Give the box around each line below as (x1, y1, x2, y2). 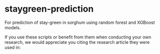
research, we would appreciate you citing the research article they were (4, 39, 150, 45)
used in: (4, 44, 21, 50)
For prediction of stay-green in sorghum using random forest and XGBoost (4, 19, 155, 25)
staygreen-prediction (4, 3, 94, 15)
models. (4, 24, 21, 30)
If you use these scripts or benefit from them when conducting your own (4, 34, 152, 40)
